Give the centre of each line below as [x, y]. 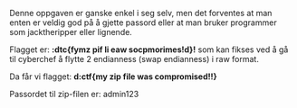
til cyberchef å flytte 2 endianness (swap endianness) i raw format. [134, 59]
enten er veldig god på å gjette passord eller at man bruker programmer [144, 22]
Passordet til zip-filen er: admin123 [74, 94]
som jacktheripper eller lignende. [71, 32]
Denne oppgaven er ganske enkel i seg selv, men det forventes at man [141, 13]
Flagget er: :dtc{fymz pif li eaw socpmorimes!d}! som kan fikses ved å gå [149, 49]
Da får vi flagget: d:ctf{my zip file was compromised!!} [113, 76]
